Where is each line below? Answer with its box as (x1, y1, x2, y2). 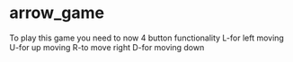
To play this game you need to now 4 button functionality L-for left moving (9, 32, 285, 43)
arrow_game (9, 3, 105, 23)
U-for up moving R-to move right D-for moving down (9, 41, 205, 52)
